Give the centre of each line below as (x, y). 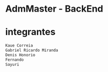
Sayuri (12, 64)
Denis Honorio (20, 55)
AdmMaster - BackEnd (54, 9)
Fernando (15, 60)
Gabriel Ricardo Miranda (32, 50)
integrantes (30, 32)
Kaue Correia (19, 46)
